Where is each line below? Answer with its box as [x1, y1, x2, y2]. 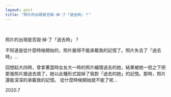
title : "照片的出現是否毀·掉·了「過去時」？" [5, 12, 92, 17]
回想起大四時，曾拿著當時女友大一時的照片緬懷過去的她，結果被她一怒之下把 [5, 64, 166, 70]
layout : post [5, 7, 33, 13]
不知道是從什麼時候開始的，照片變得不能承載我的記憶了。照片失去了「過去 [5, 47, 161, 53]
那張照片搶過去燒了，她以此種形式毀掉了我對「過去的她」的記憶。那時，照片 [5, 70, 166, 76]
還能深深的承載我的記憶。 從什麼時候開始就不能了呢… [5, 77, 118, 83]
